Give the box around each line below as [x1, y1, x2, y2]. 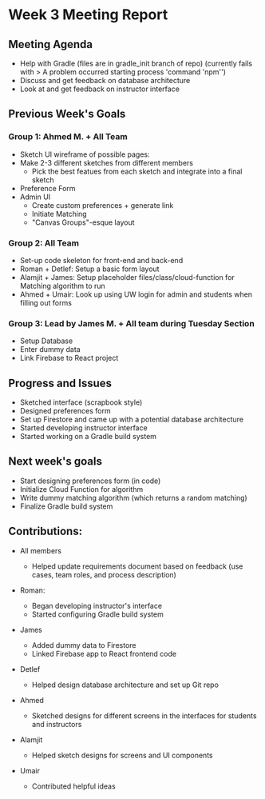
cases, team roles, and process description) [31, 569, 177, 579]
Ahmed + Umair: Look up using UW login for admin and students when [19, 290, 253, 299]
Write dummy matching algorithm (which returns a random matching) [19, 493, 247, 502]
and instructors [31, 719, 82, 729]
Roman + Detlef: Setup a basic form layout [19, 264, 160, 274]
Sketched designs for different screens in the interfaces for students [31, 710, 257, 721]
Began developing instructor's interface [31, 601, 162, 610]
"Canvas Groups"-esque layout [31, 218, 135, 227]
